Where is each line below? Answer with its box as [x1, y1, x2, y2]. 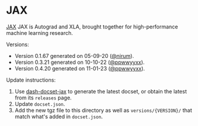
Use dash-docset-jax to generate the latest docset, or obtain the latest [14, 88, 187, 95]
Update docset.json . [14, 100, 65, 107]
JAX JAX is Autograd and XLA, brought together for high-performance [6, 23, 178, 30]
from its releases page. [14, 94, 72, 101]
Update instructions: [6, 76, 56, 83]
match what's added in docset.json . [14, 113, 103, 120]
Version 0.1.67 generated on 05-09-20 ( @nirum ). [14, 52, 135, 59]
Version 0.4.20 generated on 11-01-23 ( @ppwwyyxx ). [14, 64, 145, 72]
